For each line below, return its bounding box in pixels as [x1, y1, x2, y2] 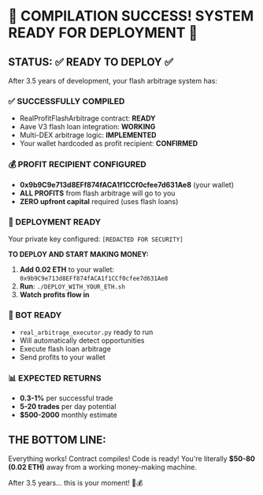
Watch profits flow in [19, 289, 90, 299]
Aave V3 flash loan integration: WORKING [19, 122, 156, 132]
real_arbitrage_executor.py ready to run [19, 327, 154, 337]
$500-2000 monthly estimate [19, 410, 118, 420]
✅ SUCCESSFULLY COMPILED [8, 95, 125, 106]
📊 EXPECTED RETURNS [8, 373, 102, 384]
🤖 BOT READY [8, 309, 62, 320]
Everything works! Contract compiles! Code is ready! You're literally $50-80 [8, 454, 256, 463]
